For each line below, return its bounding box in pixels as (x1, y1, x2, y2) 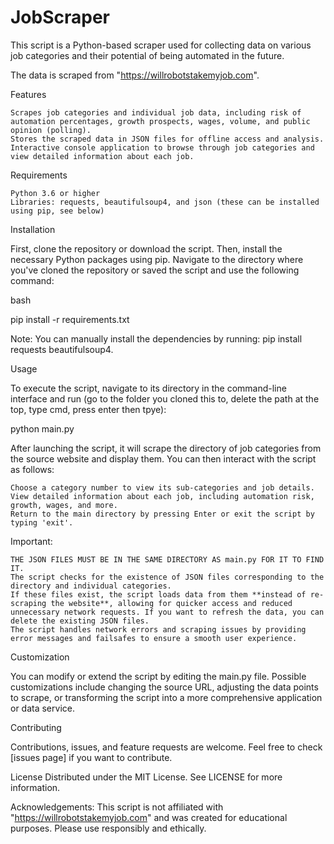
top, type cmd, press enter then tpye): (10, 403, 167, 415)
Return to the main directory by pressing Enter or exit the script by (10, 509, 315, 519)
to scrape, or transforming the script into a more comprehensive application (10, 691, 323, 703)
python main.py (10, 422, 75, 435)
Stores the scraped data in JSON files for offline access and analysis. (10, 134, 325, 144)
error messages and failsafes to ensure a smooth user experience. (10, 633, 298, 643)
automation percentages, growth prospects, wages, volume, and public (10, 116, 311, 126)
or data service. (10, 702, 75, 714)
